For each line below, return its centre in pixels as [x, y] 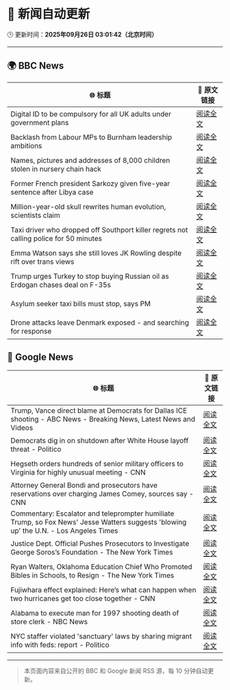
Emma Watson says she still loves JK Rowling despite [96, 253]
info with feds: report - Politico [60, 645]
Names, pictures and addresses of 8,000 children [90, 160]
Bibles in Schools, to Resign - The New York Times [92, 575]
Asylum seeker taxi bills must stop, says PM [81, 303]
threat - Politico [36, 449]
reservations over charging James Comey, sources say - [102, 494]
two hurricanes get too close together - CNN [83, 598]
